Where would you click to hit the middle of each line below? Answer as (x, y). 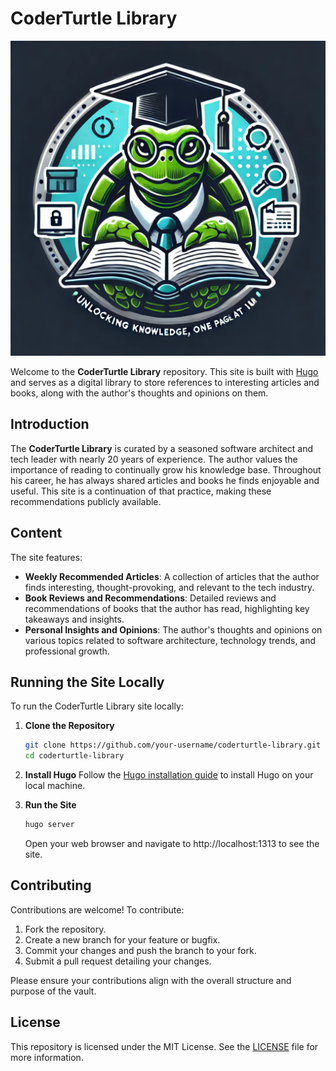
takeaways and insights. (74, 619)
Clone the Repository (69, 726)
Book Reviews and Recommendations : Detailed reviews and (150, 598)
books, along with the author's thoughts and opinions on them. (139, 393)
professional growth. (67, 651)
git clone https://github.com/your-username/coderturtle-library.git (173, 745)
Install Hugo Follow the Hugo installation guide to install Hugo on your (169, 775)
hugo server (49, 825)
